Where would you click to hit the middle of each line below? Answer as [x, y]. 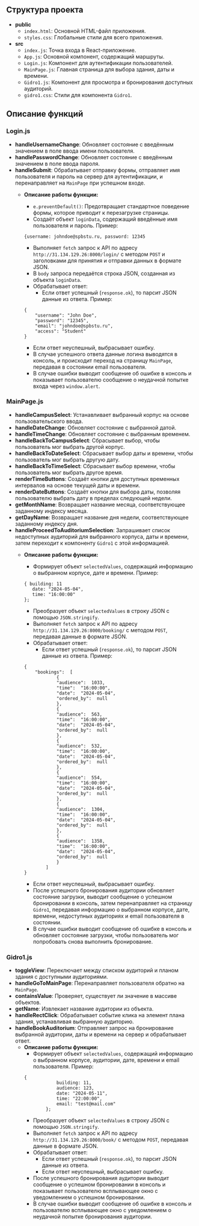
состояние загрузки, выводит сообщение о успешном [103, 897]
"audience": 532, [79, 746]
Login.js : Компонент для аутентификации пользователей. [98, 63]
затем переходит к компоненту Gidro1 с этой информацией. [92, 543]
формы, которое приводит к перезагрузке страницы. [101, 212]
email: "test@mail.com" [86, 1104]
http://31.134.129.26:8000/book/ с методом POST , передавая [111, 1140]
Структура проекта [45, 10]
